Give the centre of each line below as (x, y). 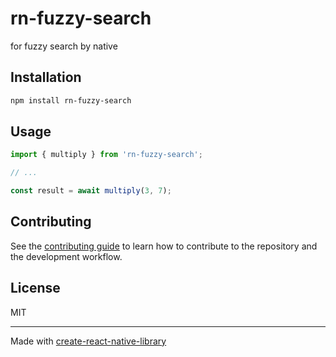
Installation (46, 77)
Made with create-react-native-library (88, 341)
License (35, 288)
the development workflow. (66, 256)
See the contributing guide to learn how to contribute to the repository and (164, 246)
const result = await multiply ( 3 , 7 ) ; (91, 191)
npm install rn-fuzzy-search (71, 100)
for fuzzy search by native (64, 46)
